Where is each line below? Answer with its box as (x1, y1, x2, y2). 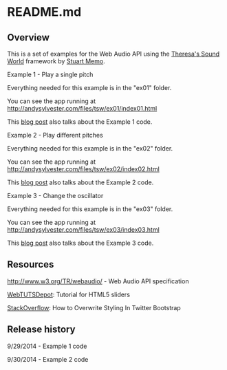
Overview (7, 32, 50, 43)
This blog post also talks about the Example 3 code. (7, 239, 154, 247)
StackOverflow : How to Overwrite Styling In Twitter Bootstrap (7, 303, 181, 312)
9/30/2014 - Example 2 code (7, 355, 89, 363)
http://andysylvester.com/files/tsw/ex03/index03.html (7, 226, 160, 234)
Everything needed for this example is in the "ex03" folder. (7, 205, 173, 213)
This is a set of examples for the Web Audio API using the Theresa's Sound (7, 50, 220, 58)
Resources (7, 259, 54, 270)
